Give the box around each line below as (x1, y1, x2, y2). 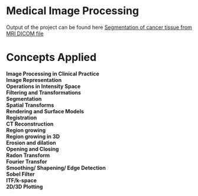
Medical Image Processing (6, 4, 139, 18)
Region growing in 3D (6, 133, 60, 140)
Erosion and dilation (6, 139, 56, 146)
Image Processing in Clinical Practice (6, 70, 99, 77)
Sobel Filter (6, 170, 35, 178)
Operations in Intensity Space (6, 83, 81, 90)
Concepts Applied (6, 51, 97, 64)
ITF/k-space (6, 177, 37, 184)
